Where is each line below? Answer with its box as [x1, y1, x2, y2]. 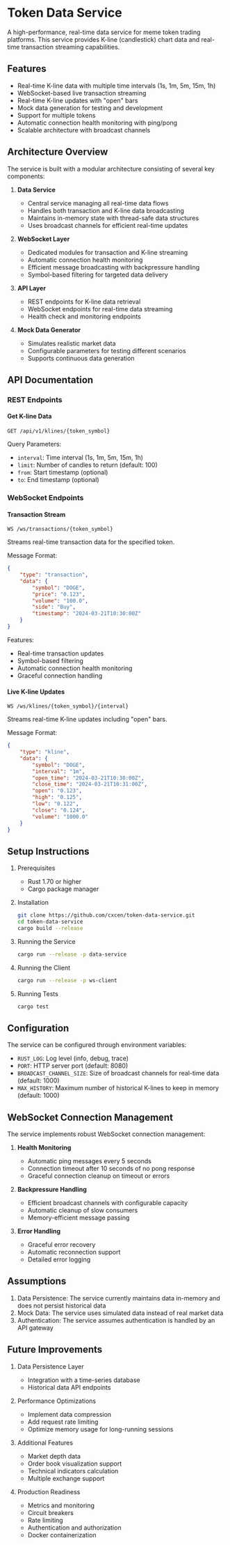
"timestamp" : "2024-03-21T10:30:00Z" [32, 610, 141, 617]
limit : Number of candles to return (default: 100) [17, 461, 158, 469]
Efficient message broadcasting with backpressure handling [27, 263, 200, 271]
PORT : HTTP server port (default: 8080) [17, 1062, 129, 1070]
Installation [17, 899, 49, 907]
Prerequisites [17, 864, 56, 872]
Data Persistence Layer [17, 1362, 85, 1370]
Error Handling [17, 1227, 61, 1236]
